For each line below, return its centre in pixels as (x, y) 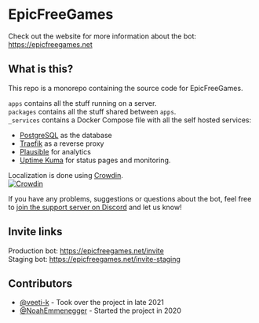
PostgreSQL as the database (66, 135)
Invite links (35, 232)
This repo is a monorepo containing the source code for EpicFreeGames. (126, 88)
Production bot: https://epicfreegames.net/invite (86, 250)
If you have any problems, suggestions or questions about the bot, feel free (130, 198)
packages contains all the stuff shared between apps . (92, 111)
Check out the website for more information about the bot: (102, 36)
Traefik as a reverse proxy (62, 143)
